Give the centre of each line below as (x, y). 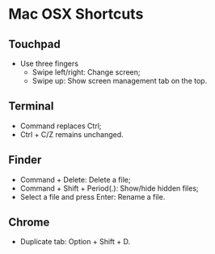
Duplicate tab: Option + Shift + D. (75, 242)
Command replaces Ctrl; (61, 126)
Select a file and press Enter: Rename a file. (93, 196)
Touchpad (34, 44)
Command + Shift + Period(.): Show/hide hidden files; (110, 188)
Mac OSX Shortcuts (76, 14)
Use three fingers (49, 63)
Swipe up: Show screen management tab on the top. (120, 81)
